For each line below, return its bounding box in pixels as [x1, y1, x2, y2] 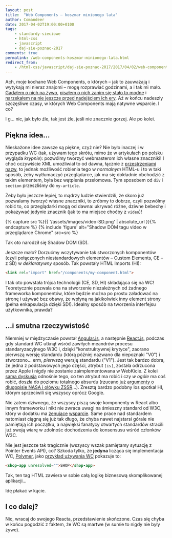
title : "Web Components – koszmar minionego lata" [5, 12, 118, 17]
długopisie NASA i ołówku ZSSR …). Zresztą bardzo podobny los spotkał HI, [5, 384, 164, 390]
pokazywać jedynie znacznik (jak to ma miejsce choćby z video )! [5, 209, 142, 215]
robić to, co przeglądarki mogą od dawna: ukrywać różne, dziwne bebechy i [5, 203, 166, 209]
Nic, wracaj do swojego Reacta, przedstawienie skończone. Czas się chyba [5, 516, 165, 522]
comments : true [5, 50, 38, 55]
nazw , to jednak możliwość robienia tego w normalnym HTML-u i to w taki [5, 166, 161, 172]
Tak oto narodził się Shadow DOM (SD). [5, 239, 89, 245]
